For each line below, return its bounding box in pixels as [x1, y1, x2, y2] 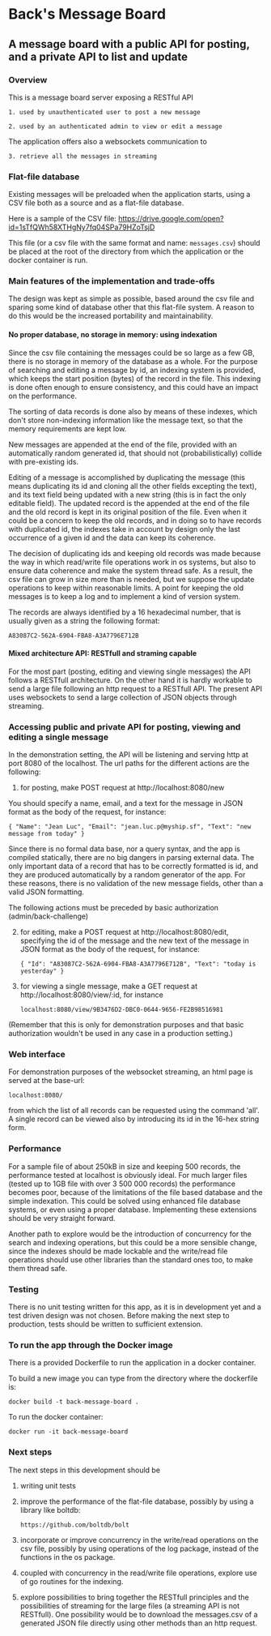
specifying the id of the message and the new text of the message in [19, 936, 249, 945]
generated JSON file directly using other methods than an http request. [19, 1618, 257, 1628]
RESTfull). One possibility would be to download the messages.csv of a [19, 1609, 258, 1619]
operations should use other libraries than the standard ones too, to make [8, 1254, 253, 1265]
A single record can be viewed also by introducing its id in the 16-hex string [8, 1114, 260, 1124]
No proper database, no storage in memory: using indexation [8, 330, 218, 340]
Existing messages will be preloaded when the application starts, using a [8, 190, 251, 199]
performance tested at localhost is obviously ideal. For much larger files [8, 1170, 248, 1180]
